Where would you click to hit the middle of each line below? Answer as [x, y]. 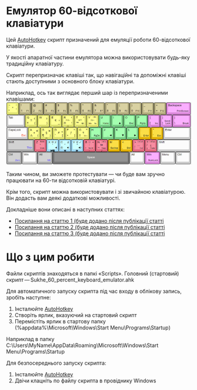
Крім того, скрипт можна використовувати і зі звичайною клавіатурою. [96, 191]
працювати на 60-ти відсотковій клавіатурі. [61, 180]
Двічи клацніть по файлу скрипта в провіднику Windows [85, 381]
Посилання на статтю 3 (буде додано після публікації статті [90, 233]
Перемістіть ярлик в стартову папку [60, 321]
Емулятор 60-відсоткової [72, 11]
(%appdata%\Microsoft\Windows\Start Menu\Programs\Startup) [93, 328]
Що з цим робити [50, 257]
